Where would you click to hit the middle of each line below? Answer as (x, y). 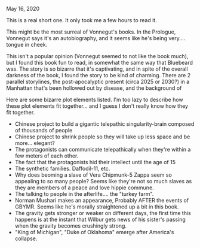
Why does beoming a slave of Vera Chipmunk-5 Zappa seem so (93, 175)
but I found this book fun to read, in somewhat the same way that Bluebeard (99, 63)
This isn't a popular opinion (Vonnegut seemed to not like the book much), (97, 56)
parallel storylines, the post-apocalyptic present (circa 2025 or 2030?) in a (98, 81)
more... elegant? (35, 143)
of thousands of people (44, 130)
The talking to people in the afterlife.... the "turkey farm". (84, 194)
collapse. (26, 238)
